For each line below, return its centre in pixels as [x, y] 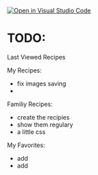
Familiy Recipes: [30, 104]
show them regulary [45, 124]
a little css [31, 132]
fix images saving [42, 83]
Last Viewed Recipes [36, 57]
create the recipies [43, 117]
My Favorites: [26, 145]
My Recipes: [24, 70]
